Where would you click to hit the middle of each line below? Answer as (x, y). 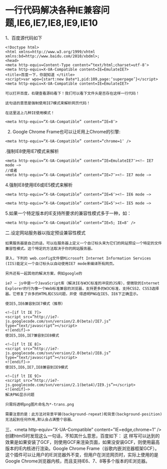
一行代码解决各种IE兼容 (53, 10)
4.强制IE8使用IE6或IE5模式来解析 (39, 185)
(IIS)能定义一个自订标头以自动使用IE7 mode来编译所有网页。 (61, 263)
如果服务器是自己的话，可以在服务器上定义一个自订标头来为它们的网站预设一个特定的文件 (83, 243)
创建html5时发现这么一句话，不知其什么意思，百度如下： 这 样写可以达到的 (82, 436)
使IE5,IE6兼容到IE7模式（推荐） (35, 304)
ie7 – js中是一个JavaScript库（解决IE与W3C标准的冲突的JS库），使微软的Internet (82, 283)
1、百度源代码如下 (24, 38)
